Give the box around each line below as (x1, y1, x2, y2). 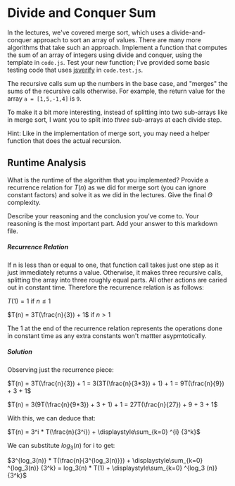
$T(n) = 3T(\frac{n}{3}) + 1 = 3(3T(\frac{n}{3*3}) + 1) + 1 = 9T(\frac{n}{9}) (7, 379, 225, 387)
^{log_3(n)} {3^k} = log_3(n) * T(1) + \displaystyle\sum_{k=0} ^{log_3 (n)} (7, 463, 218, 473)
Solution (7, 347, 33, 356)
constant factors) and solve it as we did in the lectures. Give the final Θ (7, 190, 212, 199)
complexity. (7, 198, 41, 206)
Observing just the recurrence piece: (7, 365, 114, 374)
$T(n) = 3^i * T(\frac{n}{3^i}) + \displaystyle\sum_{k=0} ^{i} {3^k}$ (7, 428, 201, 436)
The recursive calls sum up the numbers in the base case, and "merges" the (7, 79, 228, 87)
